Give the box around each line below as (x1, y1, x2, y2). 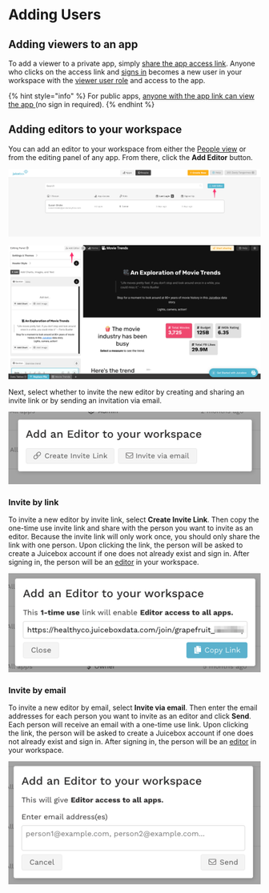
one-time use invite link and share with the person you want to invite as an (8, 523, 254, 533)
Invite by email (8, 684, 66, 695)
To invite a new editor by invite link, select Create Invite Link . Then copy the (8, 515, 259, 524)
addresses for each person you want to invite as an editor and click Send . (8, 711, 252, 721)
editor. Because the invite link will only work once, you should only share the (8, 532, 260, 541)
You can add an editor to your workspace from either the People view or (8, 144, 247, 154)
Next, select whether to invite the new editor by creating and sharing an (8, 386, 245, 397)
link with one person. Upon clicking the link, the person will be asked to (8, 540, 243, 550)
